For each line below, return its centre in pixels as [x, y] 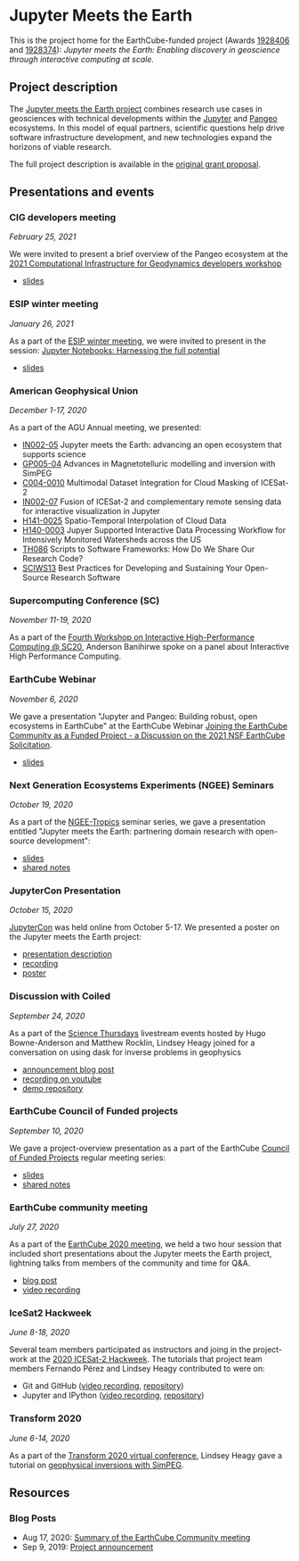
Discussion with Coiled [60, 996]
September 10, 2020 [47, 1131]
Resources [40, 1493]
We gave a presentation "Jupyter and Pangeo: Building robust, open [133, 716]
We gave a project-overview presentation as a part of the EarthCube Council [149, 1148]
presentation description [67, 954]
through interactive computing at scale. [81, 59]
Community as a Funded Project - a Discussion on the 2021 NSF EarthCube [147, 735]
